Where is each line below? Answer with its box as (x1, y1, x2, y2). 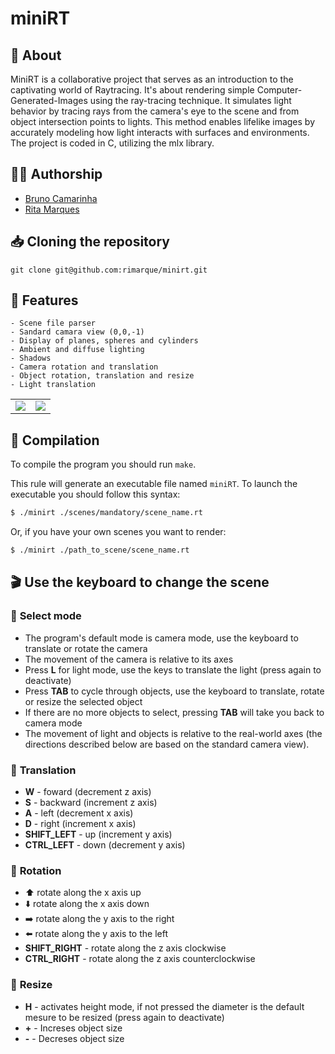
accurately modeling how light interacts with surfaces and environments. (10, 127, 310, 138)
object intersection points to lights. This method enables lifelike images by (10, 116, 316, 127)
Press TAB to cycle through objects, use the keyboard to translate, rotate (24, 685, 325, 697)
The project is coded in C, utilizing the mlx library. (10, 137, 215, 149)
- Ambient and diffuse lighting (10, 345, 145, 355)
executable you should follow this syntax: (10, 488, 181, 501)
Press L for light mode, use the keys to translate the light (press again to (24, 663, 322, 676)
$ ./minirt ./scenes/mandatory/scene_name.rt (10, 508, 203, 518)
